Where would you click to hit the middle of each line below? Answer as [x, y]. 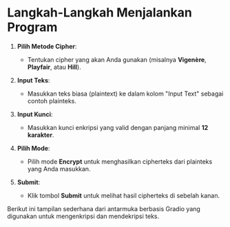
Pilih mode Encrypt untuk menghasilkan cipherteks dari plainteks [120, 161]
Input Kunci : [35, 114]
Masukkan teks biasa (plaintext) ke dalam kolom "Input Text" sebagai [125, 94]
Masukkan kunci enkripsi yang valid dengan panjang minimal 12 [118, 127]
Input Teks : [33, 80]
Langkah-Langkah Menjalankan [100, 13]
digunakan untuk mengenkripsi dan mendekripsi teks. [83, 216]
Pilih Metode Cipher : [47, 46]
